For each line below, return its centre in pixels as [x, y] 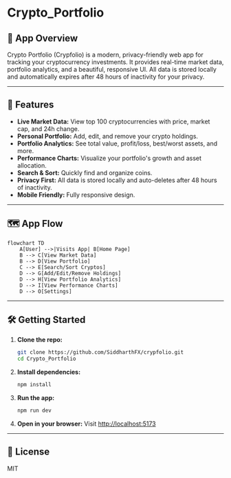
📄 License [29, 452]
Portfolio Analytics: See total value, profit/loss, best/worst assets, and [117, 143]
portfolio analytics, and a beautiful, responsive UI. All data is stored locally [112, 69]
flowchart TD [26, 243]
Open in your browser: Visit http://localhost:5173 [86, 424]
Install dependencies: [49, 372]
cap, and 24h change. [48, 128]
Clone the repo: [40, 340]
